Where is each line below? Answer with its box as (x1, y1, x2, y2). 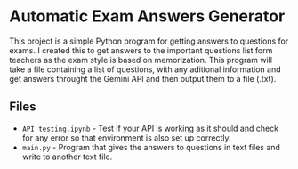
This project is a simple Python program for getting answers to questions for (9, 36, 289, 46)
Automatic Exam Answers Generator (9, 6, 286, 27)
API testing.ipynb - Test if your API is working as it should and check (21, 123, 278, 133)
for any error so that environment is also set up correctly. (21, 132, 231, 143)
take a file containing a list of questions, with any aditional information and (9, 64, 282, 75)
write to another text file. (21, 151, 113, 162)
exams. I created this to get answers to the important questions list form (9, 44, 273, 55)
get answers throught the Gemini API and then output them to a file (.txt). (9, 73, 277, 84)
